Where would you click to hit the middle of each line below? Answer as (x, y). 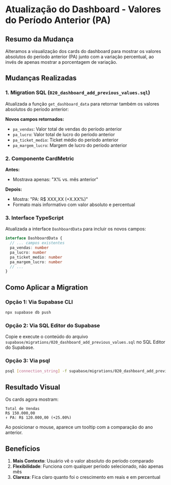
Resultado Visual (33, 387)
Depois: (14, 189)
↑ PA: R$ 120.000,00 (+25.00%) (38, 418)
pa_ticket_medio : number (36, 257)
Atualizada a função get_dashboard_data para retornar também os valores (82, 104)
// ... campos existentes (37, 243)
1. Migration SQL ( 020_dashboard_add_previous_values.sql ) (78, 93)
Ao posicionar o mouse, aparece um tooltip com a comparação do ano (79, 427)
